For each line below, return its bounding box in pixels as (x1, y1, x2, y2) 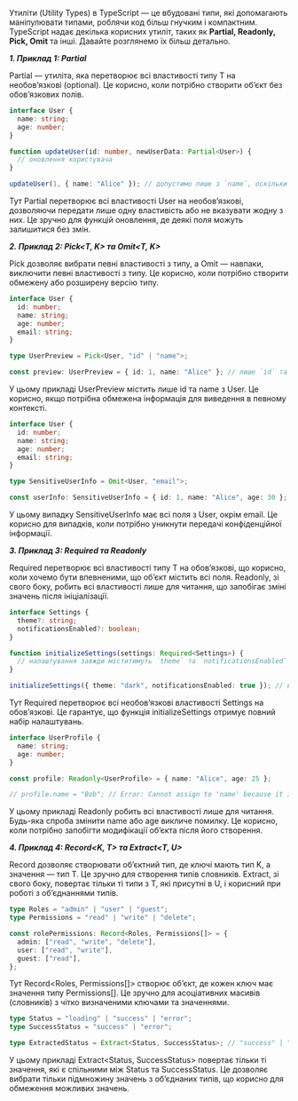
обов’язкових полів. (9, 89, 84, 99)
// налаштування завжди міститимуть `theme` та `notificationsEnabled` (17, 657, 288, 666)
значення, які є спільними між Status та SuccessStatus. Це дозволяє (9, 1065, 269, 1074)
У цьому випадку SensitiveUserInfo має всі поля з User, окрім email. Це (9, 510, 278, 519)
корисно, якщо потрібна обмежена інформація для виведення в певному (9, 393, 286, 403)
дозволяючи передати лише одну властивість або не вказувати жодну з (9, 205, 284, 216)
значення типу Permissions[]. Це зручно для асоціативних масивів (9, 987, 261, 998)
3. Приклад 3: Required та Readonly (9, 545, 147, 556)
